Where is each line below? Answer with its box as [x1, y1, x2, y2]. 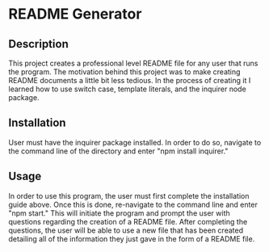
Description [8, 37, 69, 51]
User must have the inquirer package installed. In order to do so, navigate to [8, 137, 262, 147]
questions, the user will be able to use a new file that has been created [8, 225, 244, 235]
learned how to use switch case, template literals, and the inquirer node [8, 84, 246, 94]
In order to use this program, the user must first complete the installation [8, 191, 250, 200]
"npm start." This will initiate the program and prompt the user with [8, 208, 230, 218]
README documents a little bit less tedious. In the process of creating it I [8, 76, 251, 85]
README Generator [8, 5, 142, 23]
